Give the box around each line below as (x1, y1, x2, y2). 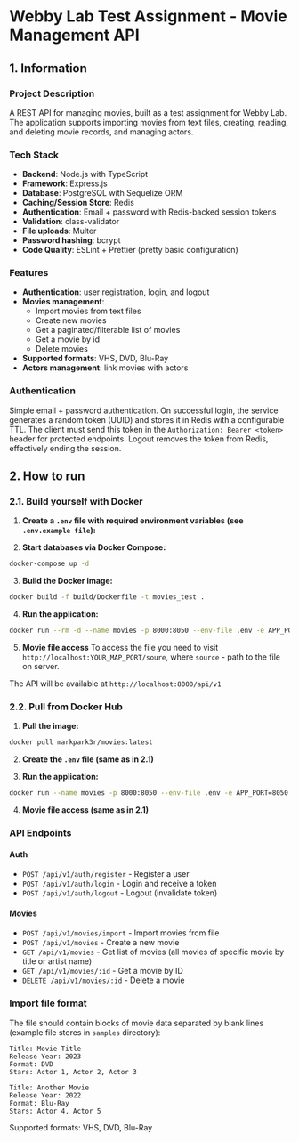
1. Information (9, 61, 87, 76)
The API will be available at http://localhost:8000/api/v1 (9, 678, 222, 689)
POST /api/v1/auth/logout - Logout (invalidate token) (21, 887, 218, 898)
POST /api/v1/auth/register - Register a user (21, 869, 190, 879)
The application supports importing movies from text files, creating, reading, (9, 117, 289, 127)
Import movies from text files (35, 305, 141, 317)
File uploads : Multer (21, 225, 97, 237)
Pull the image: (21, 721, 79, 732)
